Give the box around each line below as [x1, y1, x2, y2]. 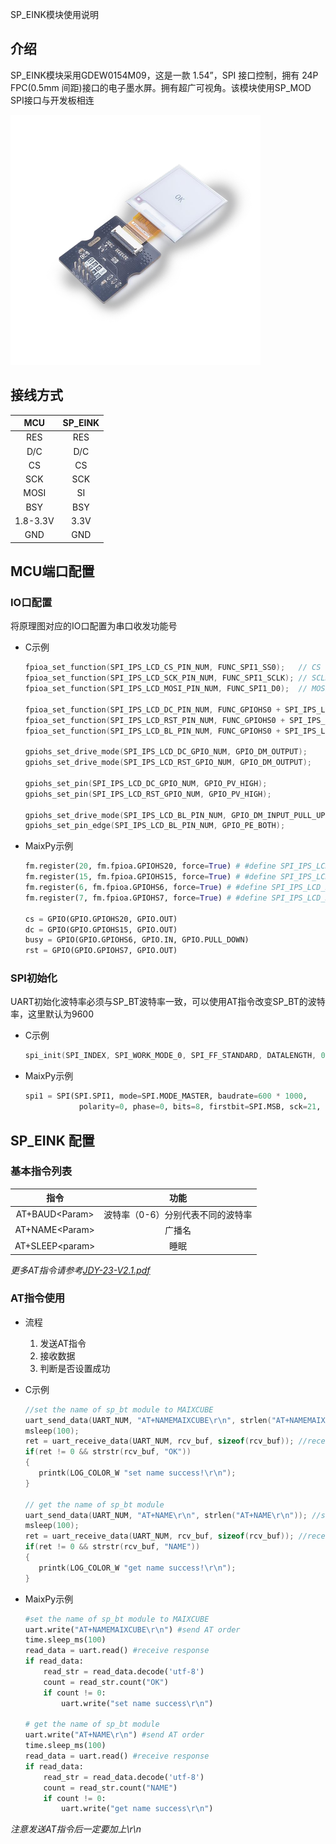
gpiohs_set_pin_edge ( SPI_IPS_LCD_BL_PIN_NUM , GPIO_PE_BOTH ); [24, 821, 286, 831]
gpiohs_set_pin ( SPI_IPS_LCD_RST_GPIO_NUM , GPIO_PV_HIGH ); [24, 789, 272, 799]
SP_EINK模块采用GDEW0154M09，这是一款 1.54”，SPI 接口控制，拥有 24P [10, 69, 319, 81]
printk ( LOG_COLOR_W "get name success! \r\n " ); [38, 1563, 237, 1573]
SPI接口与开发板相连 [10, 94, 95, 106]
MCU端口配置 [10, 563, 95, 580]
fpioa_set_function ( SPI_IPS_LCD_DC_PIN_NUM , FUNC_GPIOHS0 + [24, 704, 281, 715]
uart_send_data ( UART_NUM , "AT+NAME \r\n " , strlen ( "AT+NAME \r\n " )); [24, 1510, 308, 1520]
